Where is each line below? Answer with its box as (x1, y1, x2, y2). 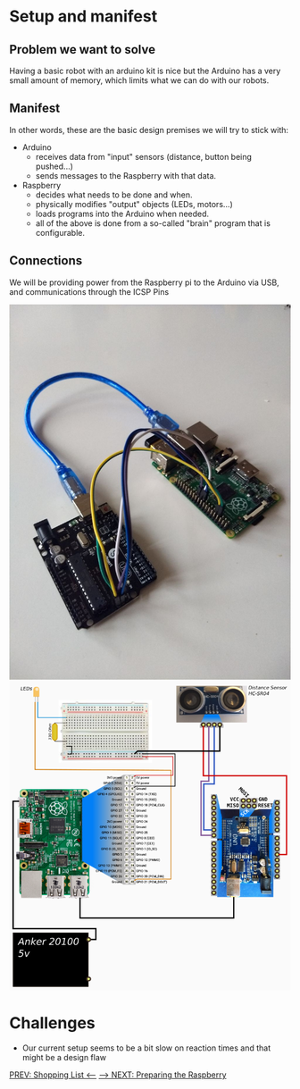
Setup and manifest (9, 6, 158, 27)
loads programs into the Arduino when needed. (35, 208, 210, 219)
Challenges (9, 1013, 96, 1034)
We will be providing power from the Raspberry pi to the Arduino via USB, (9, 277, 279, 288)
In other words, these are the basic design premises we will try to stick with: (9, 124, 288, 135)
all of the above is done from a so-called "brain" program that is (35, 217, 271, 229)
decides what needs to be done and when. (35, 189, 194, 200)
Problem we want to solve (9, 42, 156, 57)
